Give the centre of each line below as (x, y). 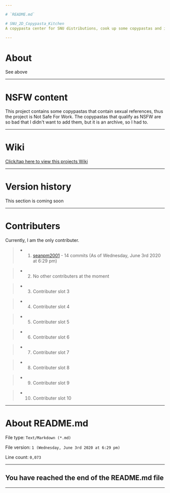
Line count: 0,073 (23, 457)
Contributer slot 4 (51, 307)
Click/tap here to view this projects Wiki (47, 162)
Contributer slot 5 (51, 322)
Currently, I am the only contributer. (42, 240)
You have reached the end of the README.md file (84, 478)
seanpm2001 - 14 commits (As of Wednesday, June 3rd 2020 (97, 256)
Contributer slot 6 (51, 337)
